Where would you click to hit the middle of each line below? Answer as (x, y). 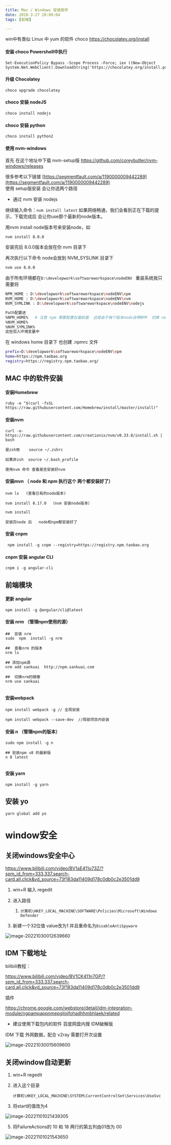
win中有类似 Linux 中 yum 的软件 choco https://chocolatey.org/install (77, 39)
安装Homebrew (22, 392)
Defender (30, 916)
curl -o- (15, 431)
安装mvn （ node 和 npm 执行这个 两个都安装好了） (59, 481)
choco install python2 (29, 136)
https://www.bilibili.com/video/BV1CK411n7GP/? (55, 976)
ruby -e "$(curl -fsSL (29, 403)
